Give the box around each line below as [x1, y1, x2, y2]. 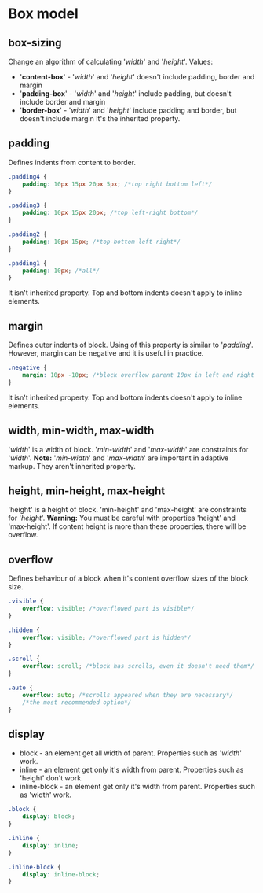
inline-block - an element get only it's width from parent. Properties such [19, 782, 255, 792]
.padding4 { [8, 172, 47, 181]
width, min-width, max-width [8, 424, 155, 437]
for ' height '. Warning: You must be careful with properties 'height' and [8, 513, 236, 523]
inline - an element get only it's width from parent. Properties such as [19, 765, 244, 775]
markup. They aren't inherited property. [8, 461, 136, 470]
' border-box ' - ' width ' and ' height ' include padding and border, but [19, 105, 237, 115]
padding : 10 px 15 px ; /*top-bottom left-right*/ [22, 238, 181, 245]
